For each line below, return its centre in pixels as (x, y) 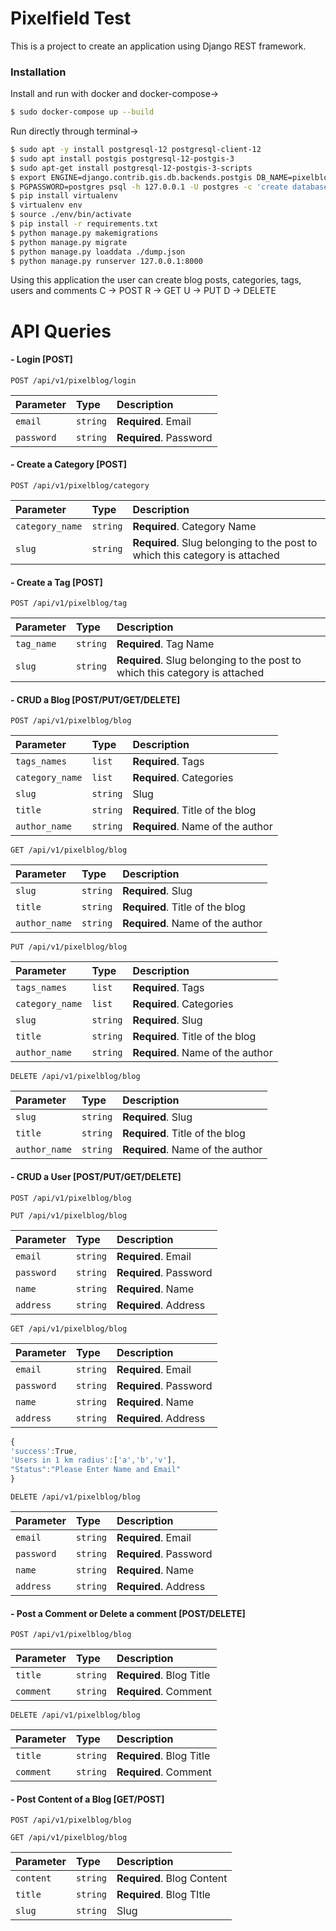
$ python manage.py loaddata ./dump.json (98, 252)
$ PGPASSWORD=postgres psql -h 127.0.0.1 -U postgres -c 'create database (169, 187)
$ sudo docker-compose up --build (82, 112)
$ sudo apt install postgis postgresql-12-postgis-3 (122, 158)
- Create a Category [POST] (69, 464)
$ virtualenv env (46, 205)
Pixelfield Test (71, 18)
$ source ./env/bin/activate (71, 215)
